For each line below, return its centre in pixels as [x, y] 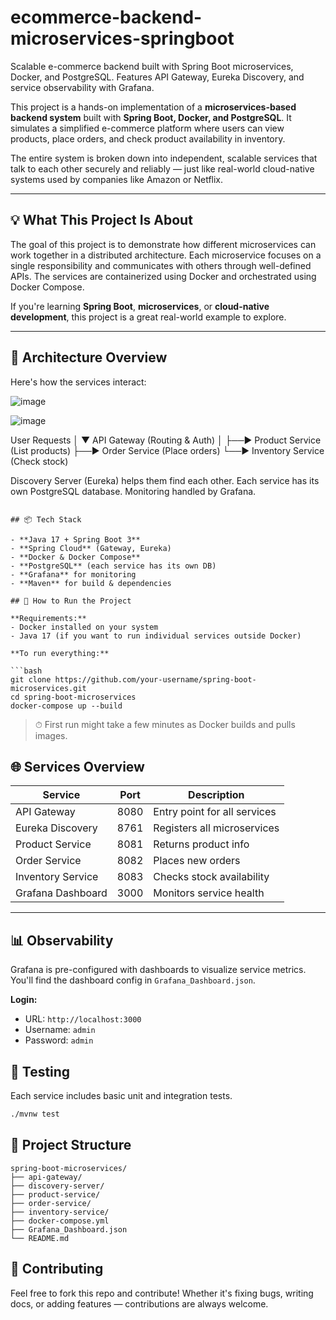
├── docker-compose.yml [60, 1221]
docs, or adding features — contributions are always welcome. [139, 1303]
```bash [26, 671]
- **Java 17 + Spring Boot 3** [75, 539]
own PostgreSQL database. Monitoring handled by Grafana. [133, 491]
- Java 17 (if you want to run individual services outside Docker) [156, 636]
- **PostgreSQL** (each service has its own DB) [113, 566]
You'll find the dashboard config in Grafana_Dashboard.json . [133, 980]
